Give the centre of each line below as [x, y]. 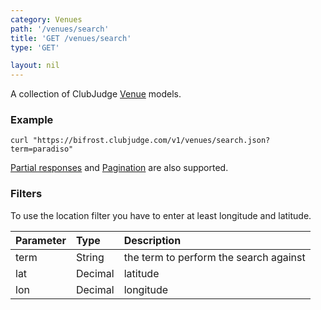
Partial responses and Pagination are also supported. [119, 168]
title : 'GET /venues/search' [71, 38]
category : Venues [46, 19]
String [90, 257]
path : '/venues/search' [60, 29]
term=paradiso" [42, 149]
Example [32, 120]
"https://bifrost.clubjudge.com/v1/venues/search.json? [151, 141]
